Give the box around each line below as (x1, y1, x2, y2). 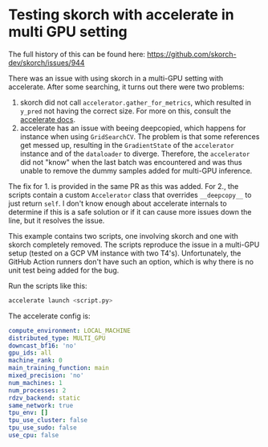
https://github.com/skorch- (147, 49, 237, 59)
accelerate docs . (19, 114, 76, 124)
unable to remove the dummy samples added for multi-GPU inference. (19, 166, 253, 175)
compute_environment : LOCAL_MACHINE (8, 326, 131, 334)
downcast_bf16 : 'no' (8, 342, 78, 350)
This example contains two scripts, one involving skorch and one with (8, 231, 239, 240)
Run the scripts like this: (8, 281, 87, 290)
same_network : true (8, 401, 74, 409)
